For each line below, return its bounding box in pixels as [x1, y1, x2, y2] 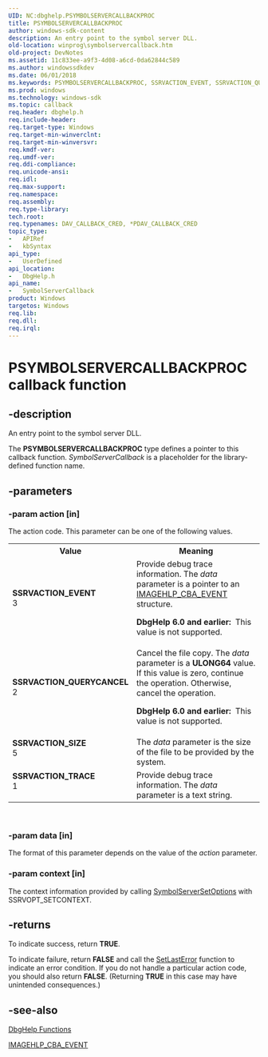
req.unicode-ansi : [8, 168, 69, 176]
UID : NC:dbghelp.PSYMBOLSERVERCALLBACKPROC [8, 11, 156, 20]
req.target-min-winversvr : [8, 138, 98, 146]
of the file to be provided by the [136, 747, 254, 758]
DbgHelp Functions [8, 1025, 72, 1035]
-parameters [8, 484, 73, 498]
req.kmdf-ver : [8, 146, 56, 154]
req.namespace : [8, 190, 59, 198]
